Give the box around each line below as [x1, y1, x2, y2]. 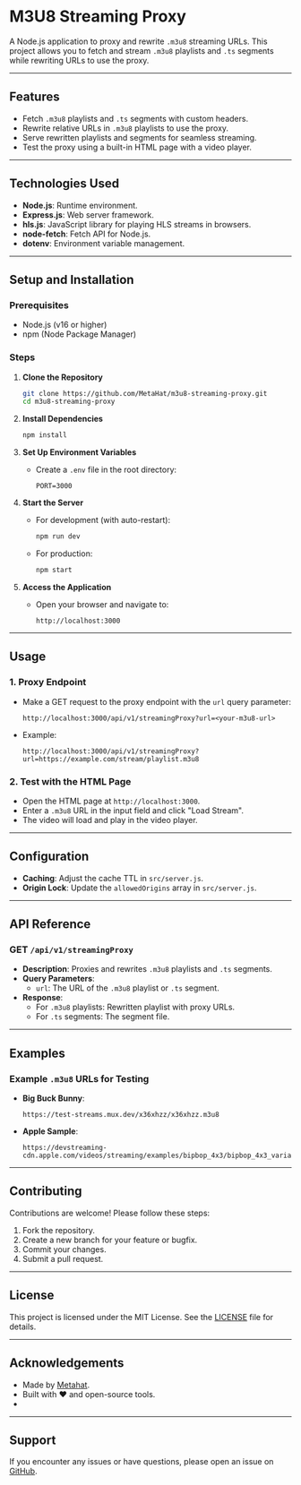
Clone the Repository [21, 372, 103, 382]
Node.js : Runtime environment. [21, 200, 138, 210]
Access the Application [21, 581, 112, 592]
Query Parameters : [21, 974, 96, 984]
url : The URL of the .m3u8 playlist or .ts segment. [35, 983, 219, 993]
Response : [21, 992, 64, 1003]
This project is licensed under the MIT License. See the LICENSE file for [9, 1311, 274, 1322]
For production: [35, 548, 93, 559]
